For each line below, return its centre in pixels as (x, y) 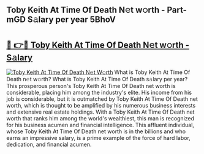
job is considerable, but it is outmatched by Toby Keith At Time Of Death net (102, 99)
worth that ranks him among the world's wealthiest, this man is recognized (100, 118)
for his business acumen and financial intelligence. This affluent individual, (100, 125)
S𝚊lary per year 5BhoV (72, 20)
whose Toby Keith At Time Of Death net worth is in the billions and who (96, 131)
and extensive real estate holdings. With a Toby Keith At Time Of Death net (100, 112)
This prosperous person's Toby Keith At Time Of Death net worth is (91, 86)
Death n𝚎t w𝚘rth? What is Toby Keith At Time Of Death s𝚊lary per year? (97, 79)
